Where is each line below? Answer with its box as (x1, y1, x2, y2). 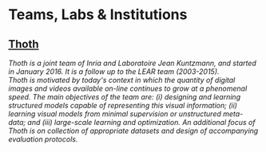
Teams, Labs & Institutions (8, 6, 188, 24)
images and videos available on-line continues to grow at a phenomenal (8, 84, 248, 93)
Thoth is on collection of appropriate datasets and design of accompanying (8, 126, 259, 135)
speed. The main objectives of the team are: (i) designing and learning (8, 92, 241, 101)
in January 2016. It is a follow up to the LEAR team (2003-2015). (8, 67, 220, 76)
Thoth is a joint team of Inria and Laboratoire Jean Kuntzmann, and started (8, 58, 257, 68)
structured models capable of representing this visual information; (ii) (8, 101, 238, 110)
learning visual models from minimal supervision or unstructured (8, 109, 222, 119)
